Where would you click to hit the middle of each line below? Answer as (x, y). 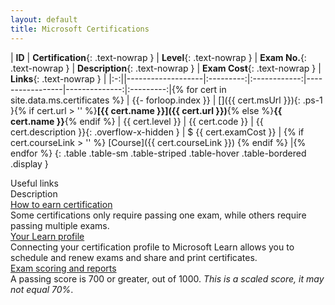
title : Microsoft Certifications (80, 29)
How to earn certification (61, 204)
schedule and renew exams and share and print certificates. (134, 257)
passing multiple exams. (60, 225)
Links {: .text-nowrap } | (58, 78)
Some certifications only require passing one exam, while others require (158, 215)
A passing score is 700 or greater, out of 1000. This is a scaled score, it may (167, 278)
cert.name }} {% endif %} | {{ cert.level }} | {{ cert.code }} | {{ (137, 121)
